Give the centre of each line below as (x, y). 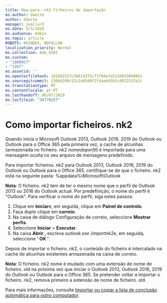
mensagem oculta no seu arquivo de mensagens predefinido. (69, 155)
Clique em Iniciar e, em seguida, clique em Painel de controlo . (78, 206)
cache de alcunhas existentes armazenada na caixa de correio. (72, 254)
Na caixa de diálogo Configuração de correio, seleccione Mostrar (82, 217)
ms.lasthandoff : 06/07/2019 (35, 95)
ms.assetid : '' (21, 72)
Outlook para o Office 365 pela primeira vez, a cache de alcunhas (74, 144)
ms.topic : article (25, 39)
